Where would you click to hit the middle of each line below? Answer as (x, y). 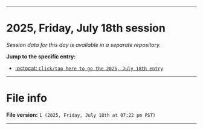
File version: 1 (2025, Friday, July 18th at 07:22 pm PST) (81, 114)
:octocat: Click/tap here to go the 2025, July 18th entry (89, 68)
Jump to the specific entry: (41, 56)
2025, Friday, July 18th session (86, 28)
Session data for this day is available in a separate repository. (84, 45)
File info (27, 98)
